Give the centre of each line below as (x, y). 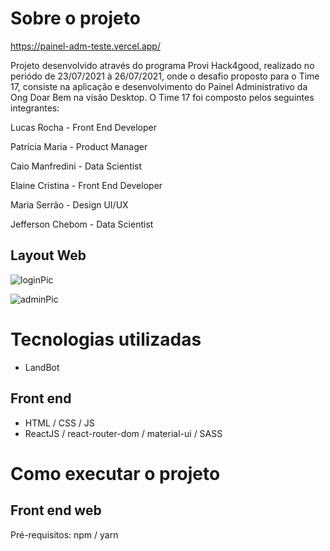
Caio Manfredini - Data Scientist (76, 166)
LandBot (42, 367)
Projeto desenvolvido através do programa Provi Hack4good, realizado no (162, 65)
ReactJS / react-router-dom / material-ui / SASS (123, 433)
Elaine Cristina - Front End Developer (86, 185)
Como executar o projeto (115, 473)
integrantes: (35, 108)
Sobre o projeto (75, 18)
